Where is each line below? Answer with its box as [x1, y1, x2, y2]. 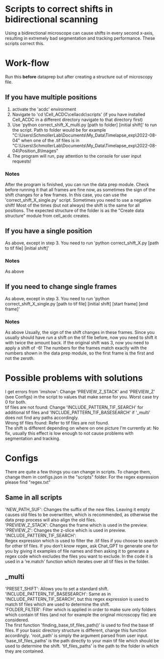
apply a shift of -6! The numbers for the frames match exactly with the [5, 345, 147, 351]
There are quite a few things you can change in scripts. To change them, [5, 469, 152, 475]
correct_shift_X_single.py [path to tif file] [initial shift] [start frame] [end [5, 301, 148, 306]
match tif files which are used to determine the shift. [5, 601, 110, 607]
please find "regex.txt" [5, 479, 51, 485]
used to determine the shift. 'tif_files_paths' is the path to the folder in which [5, 643, 159, 649]
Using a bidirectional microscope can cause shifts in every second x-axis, [5, 30, 154, 36]
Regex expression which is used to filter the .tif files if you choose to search [5, 538, 158, 543]
